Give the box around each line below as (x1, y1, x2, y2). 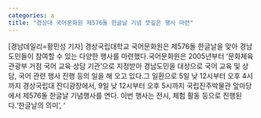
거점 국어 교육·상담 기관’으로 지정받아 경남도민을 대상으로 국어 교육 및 (28, 61, 241, 71)
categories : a (8, 11, 55, 20)
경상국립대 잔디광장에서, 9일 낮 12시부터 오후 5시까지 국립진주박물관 (22, 80, 232, 90)
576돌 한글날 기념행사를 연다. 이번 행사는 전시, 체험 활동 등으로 (28, 90, 222, 100)
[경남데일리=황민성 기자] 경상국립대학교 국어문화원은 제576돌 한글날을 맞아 (8, 41, 238, 51)
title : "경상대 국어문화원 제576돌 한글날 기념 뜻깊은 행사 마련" (8, 19, 194, 27)
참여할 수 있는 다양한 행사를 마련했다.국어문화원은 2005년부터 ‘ (35, 51, 229, 61)
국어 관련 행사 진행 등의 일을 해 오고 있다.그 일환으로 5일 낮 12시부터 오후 (18, 71, 241, 80)
